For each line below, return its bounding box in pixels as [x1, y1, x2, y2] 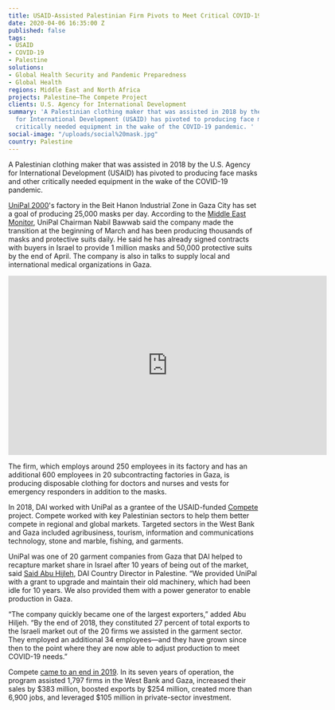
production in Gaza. [8, 594, 73, 603]
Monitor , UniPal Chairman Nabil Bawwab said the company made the [8, 217, 234, 227]
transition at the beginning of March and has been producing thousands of [8, 226, 253, 235]
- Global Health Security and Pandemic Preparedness [8, 71, 187, 79]
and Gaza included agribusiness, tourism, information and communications [8, 528, 255, 537]
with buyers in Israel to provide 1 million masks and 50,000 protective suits [8, 242, 252, 252]
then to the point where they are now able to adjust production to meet [8, 643, 240, 653]
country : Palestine [8, 137, 73, 146]
